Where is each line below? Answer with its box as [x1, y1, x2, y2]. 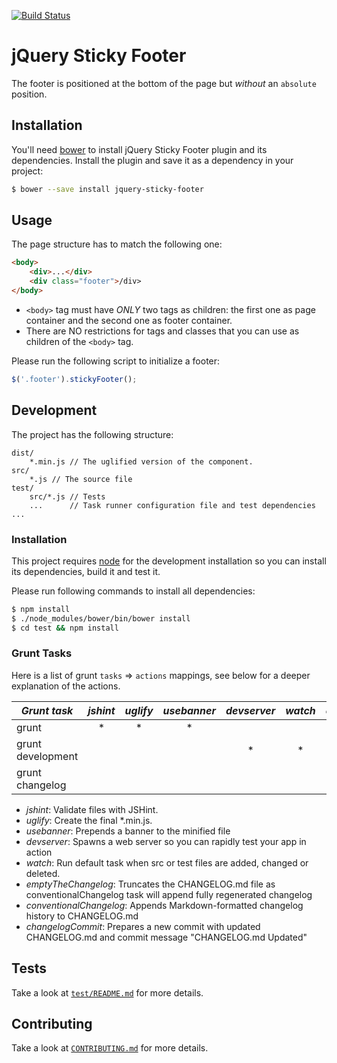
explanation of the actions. [11, 680, 121, 692]
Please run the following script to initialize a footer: [11, 355, 221, 367]
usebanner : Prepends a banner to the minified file [25, 825, 231, 837]
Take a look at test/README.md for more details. [11, 986, 204, 999]
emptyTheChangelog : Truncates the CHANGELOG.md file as [25, 878, 276, 890]
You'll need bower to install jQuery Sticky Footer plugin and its [11, 143, 268, 155]
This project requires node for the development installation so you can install [11, 555, 327, 567]
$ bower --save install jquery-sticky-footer [11, 184, 204, 194]
